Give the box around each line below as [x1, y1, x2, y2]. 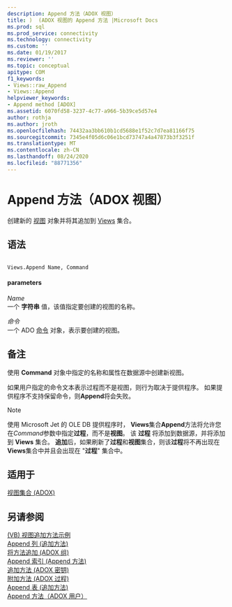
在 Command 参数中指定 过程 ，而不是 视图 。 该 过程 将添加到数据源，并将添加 [7, 429, 226, 437]
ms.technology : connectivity [7, 36, 92, 43]
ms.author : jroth [7, 120, 58, 128]
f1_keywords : [7, 75, 45, 82]
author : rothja [7, 114, 52, 121]
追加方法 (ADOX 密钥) [7, 566, 70, 574]
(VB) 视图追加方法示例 [7, 531, 71, 539]
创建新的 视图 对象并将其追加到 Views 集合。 [7, 216, 136, 224]
